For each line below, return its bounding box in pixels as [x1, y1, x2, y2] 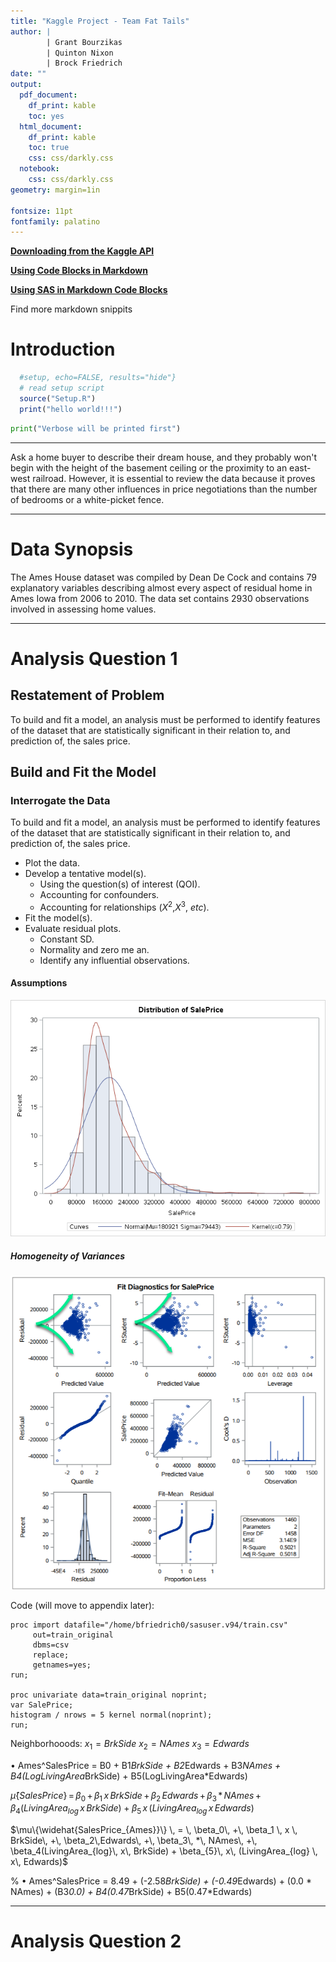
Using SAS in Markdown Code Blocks [10, 284, 168, 296]
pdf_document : [19, 90, 78, 100]
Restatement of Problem [10, 687, 165, 704]
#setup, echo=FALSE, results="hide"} [19, 373, 177, 383]
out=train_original [32, 1630, 114, 1640]
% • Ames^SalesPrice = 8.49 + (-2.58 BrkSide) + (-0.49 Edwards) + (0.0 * [10, 1875, 312, 1887]
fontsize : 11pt [10, 206, 74, 216]
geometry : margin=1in [10, 185, 101, 195]
